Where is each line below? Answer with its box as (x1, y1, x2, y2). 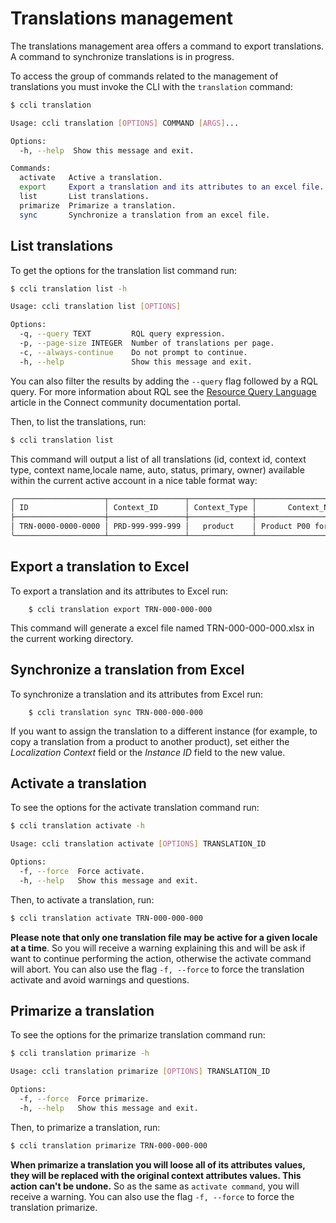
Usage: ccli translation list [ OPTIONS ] (10, 302, 182, 312)
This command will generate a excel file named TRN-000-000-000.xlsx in (10, 622, 315, 634)
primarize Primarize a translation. (19, 200, 177, 211)
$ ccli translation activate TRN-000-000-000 (10, 913, 203, 923)
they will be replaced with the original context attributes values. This (10, 1169, 302, 1181)
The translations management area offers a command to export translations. (10, 40, 325, 52)
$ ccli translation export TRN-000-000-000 (28, 604, 213, 614)
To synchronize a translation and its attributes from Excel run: (10, 688, 264, 700)
